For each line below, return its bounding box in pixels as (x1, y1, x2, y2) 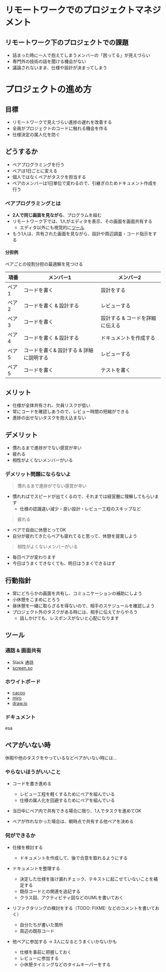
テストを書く (100, 367, 131, 374)
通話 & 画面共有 (5, 647, 41, 654)
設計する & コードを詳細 (100, 315, 157, 322)
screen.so (12, 665, 33, 671)
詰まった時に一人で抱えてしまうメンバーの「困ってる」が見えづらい (12, 53, 151, 58)
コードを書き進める (12, 781, 52, 787)
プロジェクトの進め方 (5, 84, 92, 95)
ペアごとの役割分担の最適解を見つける (5, 261, 83, 267)
